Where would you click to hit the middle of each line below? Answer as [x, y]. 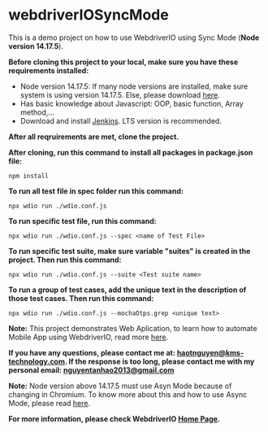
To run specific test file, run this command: [82, 220]
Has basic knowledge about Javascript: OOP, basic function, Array [132, 103]
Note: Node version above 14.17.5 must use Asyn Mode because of [120, 386]
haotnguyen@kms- [210, 352]
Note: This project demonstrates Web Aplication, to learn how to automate [133, 328]
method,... [37, 112]
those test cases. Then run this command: [81, 298]
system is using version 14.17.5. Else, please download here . [120, 94]
